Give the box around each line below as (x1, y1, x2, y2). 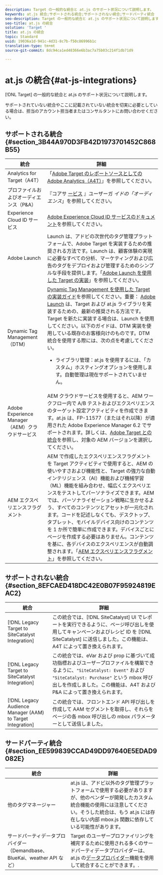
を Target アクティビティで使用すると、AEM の (47, 460, 153, 467)
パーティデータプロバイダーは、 (75, 847, 148, 854)
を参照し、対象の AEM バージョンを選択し (56, 437, 153, 444)
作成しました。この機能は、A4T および (66, 681, 156, 688)
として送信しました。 (57, 720, 106, 727)
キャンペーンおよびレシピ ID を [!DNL (66, 628, 152, 635)
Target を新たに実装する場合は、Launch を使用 (47, 315, 154, 322)
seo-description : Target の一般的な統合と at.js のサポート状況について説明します (5, 16, 159, 21)
